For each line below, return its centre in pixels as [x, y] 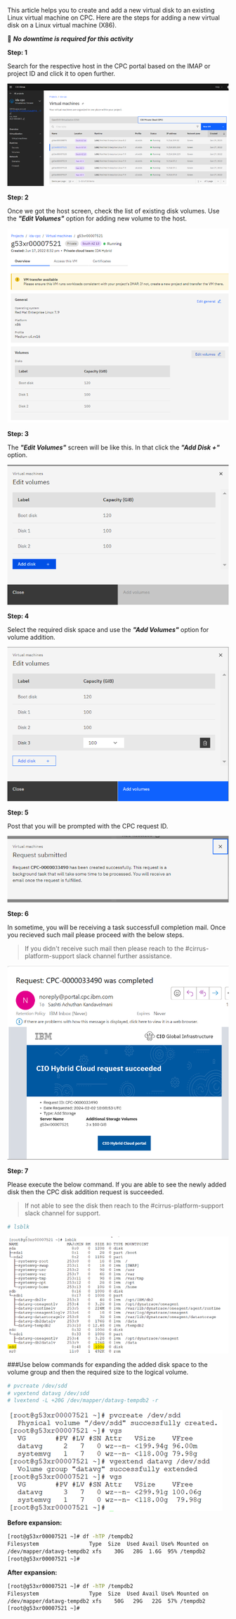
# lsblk [19, 1227]
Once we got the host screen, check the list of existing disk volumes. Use [113, 211]
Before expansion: [35, 1523]
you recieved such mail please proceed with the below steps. [96, 935]
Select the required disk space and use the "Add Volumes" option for [108, 630]
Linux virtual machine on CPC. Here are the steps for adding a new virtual [113, 18]
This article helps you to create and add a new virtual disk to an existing [111, 10]
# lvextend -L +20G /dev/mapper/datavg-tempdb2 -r [83, 1401]
